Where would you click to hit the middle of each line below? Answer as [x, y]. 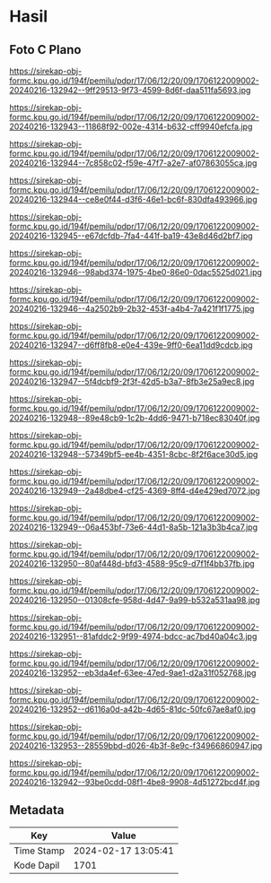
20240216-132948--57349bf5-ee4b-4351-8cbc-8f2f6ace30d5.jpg [134, 454]
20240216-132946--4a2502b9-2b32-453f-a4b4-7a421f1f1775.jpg [132, 308]
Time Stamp [39, 851]
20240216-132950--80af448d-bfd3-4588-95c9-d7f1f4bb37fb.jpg [132, 563]
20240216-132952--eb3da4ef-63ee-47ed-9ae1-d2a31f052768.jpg [133, 673]
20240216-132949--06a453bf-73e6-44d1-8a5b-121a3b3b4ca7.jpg [134, 527]
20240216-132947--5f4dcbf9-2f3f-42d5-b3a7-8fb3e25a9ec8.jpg [132, 381]
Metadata [37, 810]
